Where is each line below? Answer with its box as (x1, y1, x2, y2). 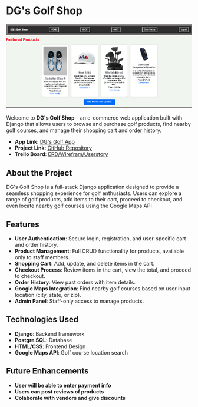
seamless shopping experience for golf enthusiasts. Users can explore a (6, 190, 181, 197)
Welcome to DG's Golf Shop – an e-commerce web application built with (6, 114, 183, 121)
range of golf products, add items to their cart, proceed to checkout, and (6, 196, 183, 203)
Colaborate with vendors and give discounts (14, 394, 126, 401)
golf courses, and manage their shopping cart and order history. (6, 127, 162, 134)
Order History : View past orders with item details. (14, 279, 136, 286)
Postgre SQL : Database (14, 336, 72, 343)
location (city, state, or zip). (14, 292, 81, 299)
